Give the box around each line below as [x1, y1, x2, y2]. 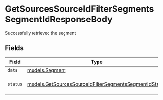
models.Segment [27, 67, 66, 74]
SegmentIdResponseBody [5, 14, 113, 25]
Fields [5, 44, 24, 52]
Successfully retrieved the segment [5, 30, 76, 36]
